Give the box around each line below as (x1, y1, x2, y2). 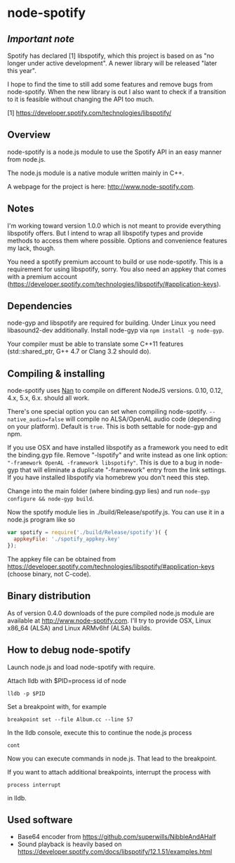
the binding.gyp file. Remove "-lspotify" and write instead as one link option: (7, 451, 228, 460)
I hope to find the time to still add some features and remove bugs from (7, 80, 213, 89)
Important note (7, 33, 75, 45)
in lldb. (7, 793, 27, 802)
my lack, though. (7, 244, 56, 252)
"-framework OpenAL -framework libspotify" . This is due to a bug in (7, 458, 203, 467)
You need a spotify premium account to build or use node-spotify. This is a (7, 257, 223, 266)
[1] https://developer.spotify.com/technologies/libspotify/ (7, 109, 172, 117)
